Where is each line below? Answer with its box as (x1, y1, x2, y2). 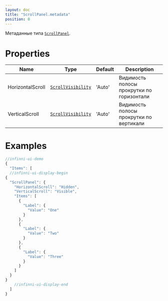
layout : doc (5, 7, 30, 12)
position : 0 (5, 16, 30, 21)
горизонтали (118, 93, 150, 100)
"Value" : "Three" (27, 254, 64, 259)
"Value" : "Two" (27, 231, 59, 236)
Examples (5, 140, 47, 151)
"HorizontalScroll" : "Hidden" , (14, 184, 79, 189)
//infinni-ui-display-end (14, 282, 68, 287)
